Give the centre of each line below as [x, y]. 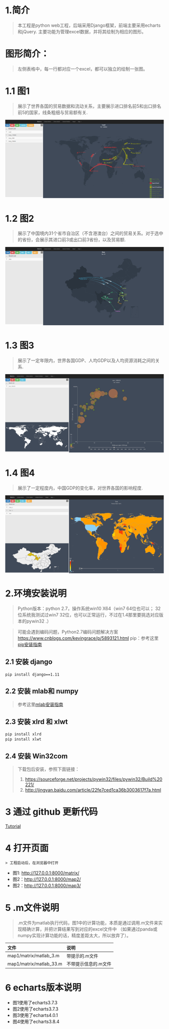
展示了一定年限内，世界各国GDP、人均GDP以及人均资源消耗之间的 [86, 360]
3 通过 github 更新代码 [52, 812]
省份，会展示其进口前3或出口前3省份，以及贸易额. [74, 240]
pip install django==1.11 [32, 675]
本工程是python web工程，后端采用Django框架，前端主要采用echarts [89, 25]
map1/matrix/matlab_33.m [35, 964]
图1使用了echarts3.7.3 [35, 1002]
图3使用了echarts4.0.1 [35, 1015]
